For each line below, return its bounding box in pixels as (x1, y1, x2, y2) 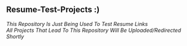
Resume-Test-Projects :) (6, 5, 100, 15)
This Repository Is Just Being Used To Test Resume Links (6, 20, 148, 27)
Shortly (6, 32, 25, 40)
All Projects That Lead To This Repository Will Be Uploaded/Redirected (6, 27, 182, 34)
